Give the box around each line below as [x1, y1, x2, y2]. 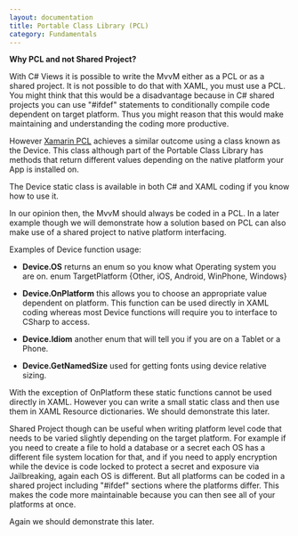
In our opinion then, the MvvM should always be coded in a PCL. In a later [9, 208, 280, 219]
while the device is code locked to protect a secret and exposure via [9, 461, 260, 472]
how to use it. [9, 191, 60, 201]
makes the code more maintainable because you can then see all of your [9, 490, 276, 500]
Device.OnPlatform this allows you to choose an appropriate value [21, 288, 267, 299]
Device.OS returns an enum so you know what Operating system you [21, 262, 277, 272]
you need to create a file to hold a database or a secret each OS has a [9, 443, 265, 453]
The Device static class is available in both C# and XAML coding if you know [9, 182, 290, 192]
